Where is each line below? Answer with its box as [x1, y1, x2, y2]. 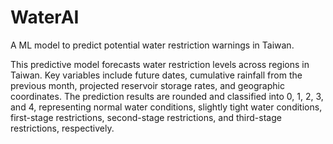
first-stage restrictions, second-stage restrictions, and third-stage [10, 111, 282, 123]
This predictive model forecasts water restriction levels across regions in [10, 58, 310, 70]
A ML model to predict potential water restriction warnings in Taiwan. [10, 39, 295, 51]
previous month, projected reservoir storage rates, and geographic [10, 79, 285, 91]
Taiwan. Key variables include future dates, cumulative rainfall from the [10, 69, 303, 81]
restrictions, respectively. [10, 122, 115, 134]
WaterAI [10, 6, 80, 29]
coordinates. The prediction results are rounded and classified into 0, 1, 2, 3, [10, 90, 324, 102]
